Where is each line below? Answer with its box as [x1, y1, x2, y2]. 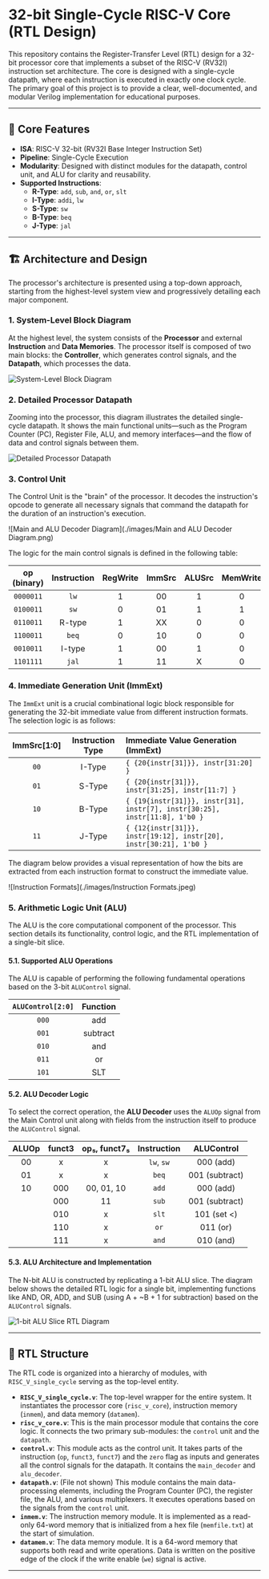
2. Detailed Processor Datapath [8, 394, 133, 405]
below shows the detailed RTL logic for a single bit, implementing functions [8, 1284, 256, 1293]
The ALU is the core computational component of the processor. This [8, 920, 237, 930]
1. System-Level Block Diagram [8, 315, 132, 326]
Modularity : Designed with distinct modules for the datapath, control [19, 160, 247, 170]
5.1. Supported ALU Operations [8, 956, 114, 965]
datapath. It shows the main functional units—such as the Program [27, 421, 247, 431]
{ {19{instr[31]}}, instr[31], [125, 796, 245, 806]
